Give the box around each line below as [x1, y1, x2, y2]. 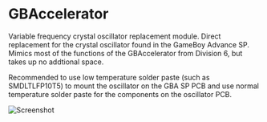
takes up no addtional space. [8, 57, 104, 67]
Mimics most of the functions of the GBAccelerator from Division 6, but [8, 48, 243, 58]
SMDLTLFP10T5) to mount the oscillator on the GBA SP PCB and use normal [8, 81, 259, 91]
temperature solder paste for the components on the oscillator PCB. [8, 89, 233, 99]
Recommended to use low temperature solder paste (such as [8, 72, 210, 82]
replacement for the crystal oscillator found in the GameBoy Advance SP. [8, 39, 250, 49]
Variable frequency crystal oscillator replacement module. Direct [8, 31, 221, 41]
